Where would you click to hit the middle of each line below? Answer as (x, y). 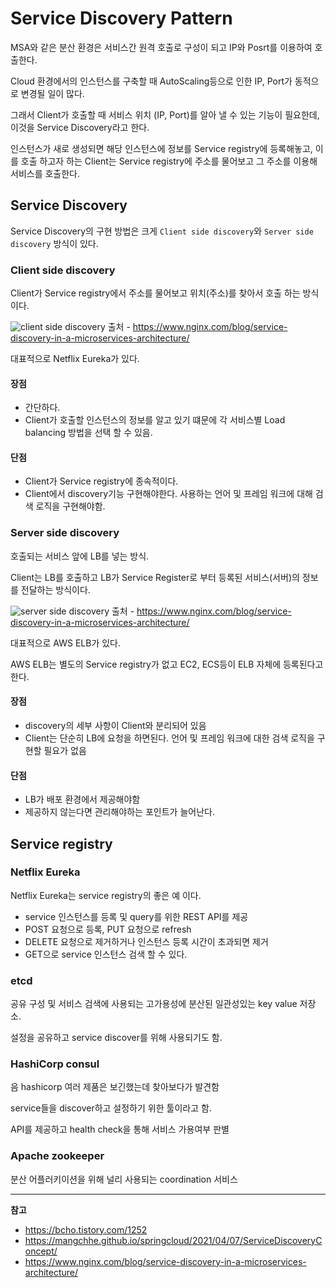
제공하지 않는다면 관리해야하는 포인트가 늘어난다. (119, 812)
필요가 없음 (65, 750)
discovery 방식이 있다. (54, 243)
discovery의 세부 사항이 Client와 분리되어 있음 (115, 725)
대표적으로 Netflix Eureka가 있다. (75, 359)
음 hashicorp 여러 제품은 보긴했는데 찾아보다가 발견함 (115, 1087)
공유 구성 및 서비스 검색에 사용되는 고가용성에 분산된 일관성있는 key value (154, 1004)
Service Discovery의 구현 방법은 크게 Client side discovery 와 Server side (162, 231)
